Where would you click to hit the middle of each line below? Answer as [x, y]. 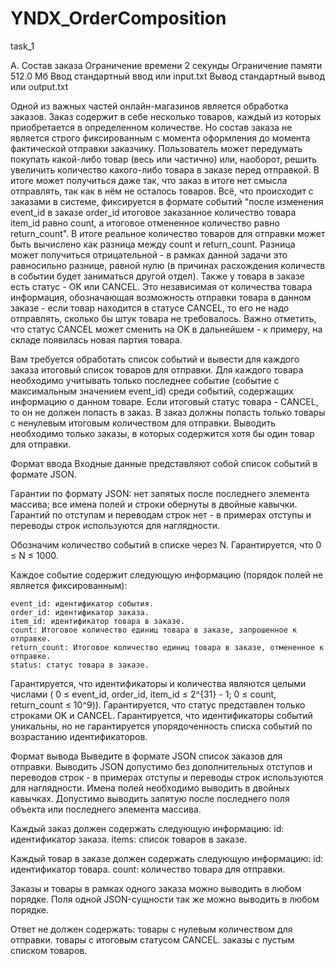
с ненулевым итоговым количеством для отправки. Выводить [143, 423]
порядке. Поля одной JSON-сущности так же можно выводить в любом [165, 899]
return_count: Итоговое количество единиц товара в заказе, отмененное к [167, 647]
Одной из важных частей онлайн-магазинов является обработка [149, 106]
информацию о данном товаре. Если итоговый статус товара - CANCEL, [164, 401]
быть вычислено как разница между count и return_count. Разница [153, 244]
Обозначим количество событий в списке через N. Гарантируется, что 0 [166, 544]
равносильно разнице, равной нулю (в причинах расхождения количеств [168, 265]
